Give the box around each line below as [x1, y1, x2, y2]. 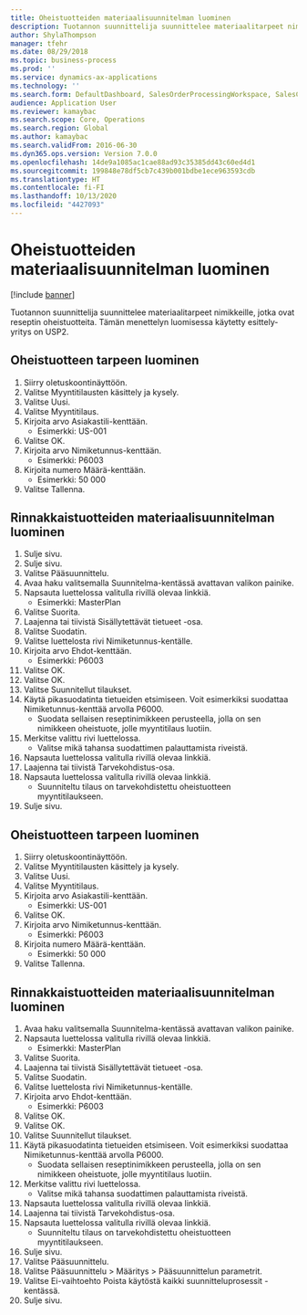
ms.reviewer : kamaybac [10, 107, 97, 116]
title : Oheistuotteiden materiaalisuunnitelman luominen [10, 13, 231, 23]
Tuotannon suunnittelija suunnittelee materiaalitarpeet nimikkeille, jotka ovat [10, 307, 295, 318]
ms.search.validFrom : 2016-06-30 [10, 141, 138, 150]
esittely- [247, 316, 279, 327]
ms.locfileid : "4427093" [10, 200, 105, 210]
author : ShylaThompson [10, 30, 97, 39]
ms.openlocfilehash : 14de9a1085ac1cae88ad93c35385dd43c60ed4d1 [10, 157, 256, 167]
